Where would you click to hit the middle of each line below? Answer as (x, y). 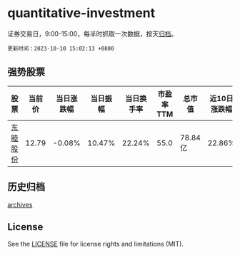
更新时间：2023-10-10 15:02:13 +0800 (61, 48)
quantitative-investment (81, 13)
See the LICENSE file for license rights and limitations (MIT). (96, 244)
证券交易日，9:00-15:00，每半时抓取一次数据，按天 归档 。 (92, 33)
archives (20, 204)
